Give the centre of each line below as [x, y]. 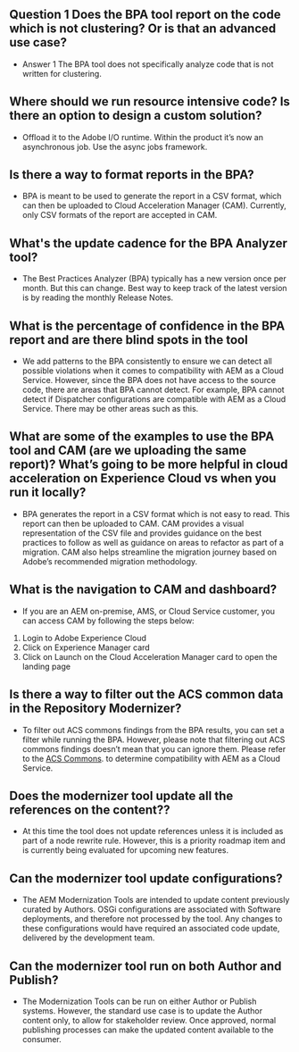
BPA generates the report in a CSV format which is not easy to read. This [156, 513]
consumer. [42, 1039]
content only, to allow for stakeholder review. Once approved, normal [149, 1020]
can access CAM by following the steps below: [108, 621]
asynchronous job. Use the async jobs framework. [115, 146]
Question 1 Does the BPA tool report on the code [145, 15]
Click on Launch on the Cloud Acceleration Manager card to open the [150, 656]
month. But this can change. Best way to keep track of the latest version [154, 288]
